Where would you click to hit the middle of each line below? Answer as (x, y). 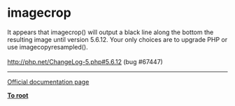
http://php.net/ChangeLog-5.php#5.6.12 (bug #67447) (85, 61)
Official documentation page (48, 82)
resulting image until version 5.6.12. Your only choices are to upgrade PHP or (117, 39)
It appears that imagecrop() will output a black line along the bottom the (111, 32)
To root (18, 95)
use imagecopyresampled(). (48, 47)
